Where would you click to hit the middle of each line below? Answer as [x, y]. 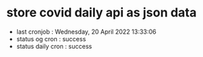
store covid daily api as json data [101, 13]
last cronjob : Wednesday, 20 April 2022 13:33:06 [86, 32]
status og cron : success [51, 38]
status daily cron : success [54, 46]
